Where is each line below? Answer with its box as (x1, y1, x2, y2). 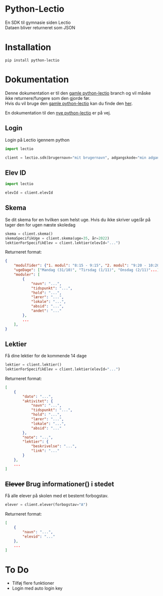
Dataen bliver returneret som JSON (5, 24, 76, 30)
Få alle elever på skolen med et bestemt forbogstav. (5, 493, 109, 499)
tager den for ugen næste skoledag (5, 222, 76, 227)
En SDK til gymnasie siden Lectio (5, 19, 71, 25)
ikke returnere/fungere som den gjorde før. (5, 95, 91, 101)
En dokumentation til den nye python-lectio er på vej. (5, 110, 111, 115)
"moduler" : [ (14, 272, 40, 277)
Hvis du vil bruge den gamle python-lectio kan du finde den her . (5, 100, 133, 106)
